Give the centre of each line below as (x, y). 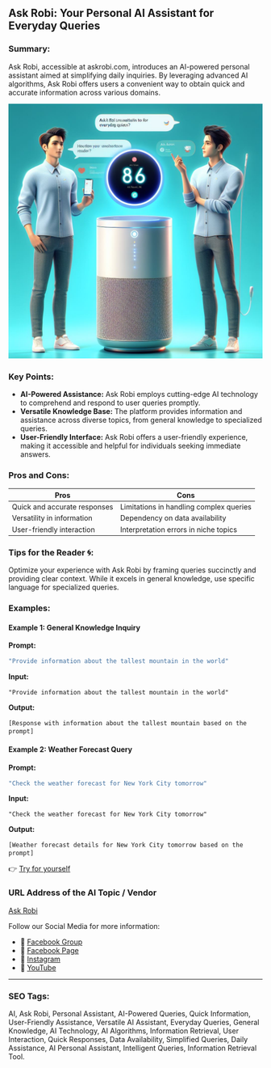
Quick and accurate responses (63, 507)
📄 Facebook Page (49, 950)
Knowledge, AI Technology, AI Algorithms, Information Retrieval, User (124, 1031)
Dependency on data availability (173, 518)
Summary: (29, 49)
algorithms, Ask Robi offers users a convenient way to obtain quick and (127, 83)
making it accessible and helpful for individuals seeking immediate (130, 445)
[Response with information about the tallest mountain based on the (128, 724)
